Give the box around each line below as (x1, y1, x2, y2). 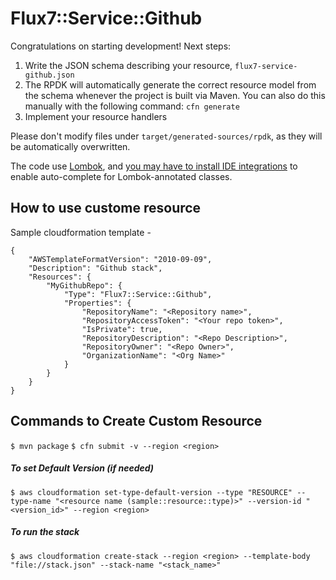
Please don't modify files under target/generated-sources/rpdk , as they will (10, 130, 323, 142)
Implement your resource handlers (24, 110, 168, 122)
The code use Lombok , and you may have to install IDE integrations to (10, 160, 298, 172)
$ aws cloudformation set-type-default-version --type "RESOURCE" (10, 487, 293, 497)
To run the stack (10, 526, 80, 538)
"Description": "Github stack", (28, 263, 163, 273)
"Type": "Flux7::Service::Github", (63, 289, 213, 299)
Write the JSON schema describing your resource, (24, 59, 233, 71)
